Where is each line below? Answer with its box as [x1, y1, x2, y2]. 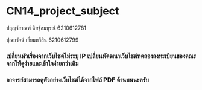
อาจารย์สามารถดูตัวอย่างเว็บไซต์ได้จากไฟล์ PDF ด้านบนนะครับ [6, 76, 150, 84]
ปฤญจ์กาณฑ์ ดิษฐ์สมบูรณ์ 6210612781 [6, 24, 86, 31]
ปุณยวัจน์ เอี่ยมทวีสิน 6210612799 [6, 36, 79, 43]
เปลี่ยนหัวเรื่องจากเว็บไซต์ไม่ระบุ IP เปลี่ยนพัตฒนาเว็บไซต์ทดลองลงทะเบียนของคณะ [6, 51, 196, 60]
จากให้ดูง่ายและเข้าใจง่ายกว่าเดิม [6, 59, 79, 68]
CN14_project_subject [6, 4, 119, 18]
